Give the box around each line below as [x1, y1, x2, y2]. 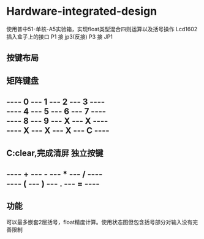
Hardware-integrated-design [6, 4, 157, 18]
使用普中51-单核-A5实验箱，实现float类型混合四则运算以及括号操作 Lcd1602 [6, 25, 198, 32]
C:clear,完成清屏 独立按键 [6, 148, 104, 158]
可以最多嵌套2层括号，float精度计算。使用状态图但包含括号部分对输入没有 [6, 218, 193, 226]
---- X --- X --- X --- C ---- [6, 126, 110, 136]
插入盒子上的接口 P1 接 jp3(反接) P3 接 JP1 [6, 32, 113, 40]
